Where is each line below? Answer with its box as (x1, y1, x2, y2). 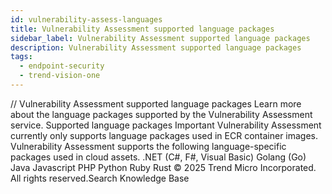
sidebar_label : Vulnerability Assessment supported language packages (10, 33, 311, 43)
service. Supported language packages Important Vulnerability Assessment (10, 119, 322, 131)
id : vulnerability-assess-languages (10, 14, 163, 25)
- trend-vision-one (19, 71, 101, 81)
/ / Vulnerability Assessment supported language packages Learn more (10, 97, 302, 110)
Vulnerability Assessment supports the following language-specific (10, 140, 287, 152)
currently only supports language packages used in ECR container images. (10, 129, 319, 141)
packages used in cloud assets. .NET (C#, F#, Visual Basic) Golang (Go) (10, 151, 307, 163)
